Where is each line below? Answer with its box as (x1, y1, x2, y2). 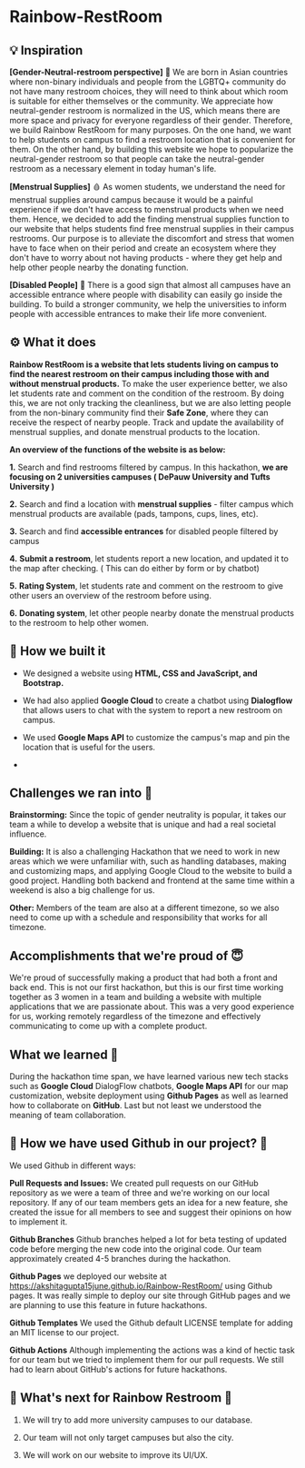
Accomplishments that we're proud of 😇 (9, 947, 243, 964)
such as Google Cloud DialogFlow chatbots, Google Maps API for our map (9, 1081, 289, 1092)
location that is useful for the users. (22, 741, 156, 752)
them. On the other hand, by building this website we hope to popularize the (9, 144, 293, 154)
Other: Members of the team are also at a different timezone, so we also (9, 902, 280, 914)
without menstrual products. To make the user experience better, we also (9, 378, 288, 389)
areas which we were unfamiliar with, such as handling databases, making (9, 856, 288, 867)
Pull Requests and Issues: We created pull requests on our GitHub (9, 1177, 259, 1188)
